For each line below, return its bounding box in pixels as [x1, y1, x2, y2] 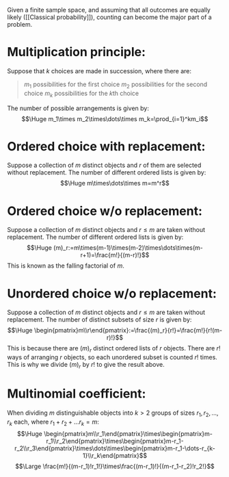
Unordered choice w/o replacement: [7, 285, 217, 301]
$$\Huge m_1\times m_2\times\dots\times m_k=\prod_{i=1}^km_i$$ [21, 114, 208, 123]
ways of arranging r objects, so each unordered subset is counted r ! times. [7, 353, 217, 361]
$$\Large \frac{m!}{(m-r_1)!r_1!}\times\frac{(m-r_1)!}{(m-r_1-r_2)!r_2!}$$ [14, 462, 215, 471]
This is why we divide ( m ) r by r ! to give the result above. [7, 361, 165, 370]
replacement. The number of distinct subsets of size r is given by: [7, 315, 192, 324]
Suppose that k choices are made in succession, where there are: [7, 66, 192, 75]
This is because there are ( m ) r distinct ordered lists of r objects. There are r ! [7, 344, 221, 354]
